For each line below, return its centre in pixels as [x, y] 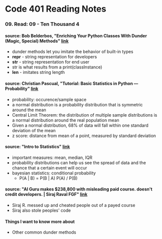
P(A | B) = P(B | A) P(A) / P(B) [48, 178]
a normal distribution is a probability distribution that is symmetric [77, 104]
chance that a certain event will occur [50, 168]
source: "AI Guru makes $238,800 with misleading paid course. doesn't [79, 189]
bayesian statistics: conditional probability [54, 173]
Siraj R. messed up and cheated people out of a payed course [74, 205]
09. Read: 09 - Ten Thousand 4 [42, 24]
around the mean [29, 110]
